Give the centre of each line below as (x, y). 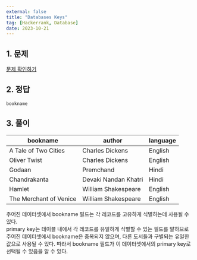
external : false (26, 12)
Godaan (20, 170)
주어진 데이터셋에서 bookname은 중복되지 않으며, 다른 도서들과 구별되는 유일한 (98, 236)
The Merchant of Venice (43, 198)
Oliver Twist (26, 160)
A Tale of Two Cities (37, 150)
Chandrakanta (29, 179)
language (162, 140)
